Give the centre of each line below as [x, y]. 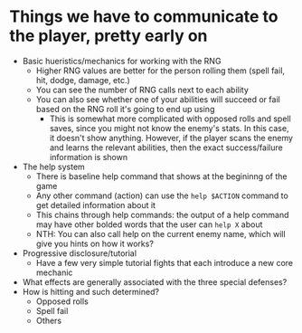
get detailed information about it [96, 205]
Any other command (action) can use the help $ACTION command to [162, 195]
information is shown [89, 157]
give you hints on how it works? [94, 243]
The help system [54, 166]
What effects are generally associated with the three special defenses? [155, 281]
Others [48, 320]
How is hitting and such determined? [91, 291]
